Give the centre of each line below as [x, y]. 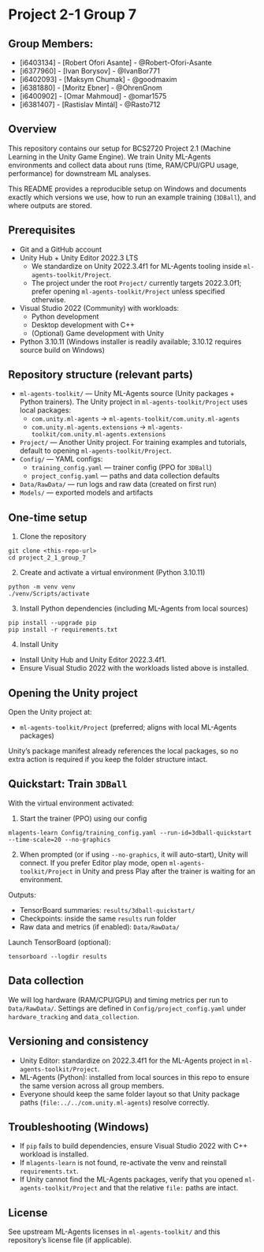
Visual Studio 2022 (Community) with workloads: [99, 308]
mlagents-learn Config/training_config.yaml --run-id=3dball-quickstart [130, 833]
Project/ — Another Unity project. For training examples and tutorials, [133, 443]
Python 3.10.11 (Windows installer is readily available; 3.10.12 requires [130, 342]
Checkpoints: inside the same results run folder [98, 918]
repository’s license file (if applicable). [70, 1240]
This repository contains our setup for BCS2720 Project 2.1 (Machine [119, 148]
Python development [65, 316]
